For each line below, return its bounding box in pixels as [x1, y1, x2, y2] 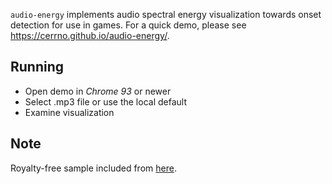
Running [10, 59, 65, 76]
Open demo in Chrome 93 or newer [24, 85, 172, 97]
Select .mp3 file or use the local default [24, 95, 187, 108]
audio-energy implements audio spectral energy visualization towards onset [10, 9, 322, 20]
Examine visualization [24, 106, 115, 118]
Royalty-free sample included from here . [10, 162, 177, 174]
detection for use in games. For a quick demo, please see [10, 19, 247, 31]
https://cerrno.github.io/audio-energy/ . [10, 30, 170, 41]
